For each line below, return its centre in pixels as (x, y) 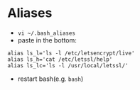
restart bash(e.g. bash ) (50, 79)
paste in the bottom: (47, 40)
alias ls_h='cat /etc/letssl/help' (60, 59)
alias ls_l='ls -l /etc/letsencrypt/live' (71, 53)
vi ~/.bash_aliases (47, 33)
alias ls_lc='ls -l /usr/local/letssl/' (68, 65)
